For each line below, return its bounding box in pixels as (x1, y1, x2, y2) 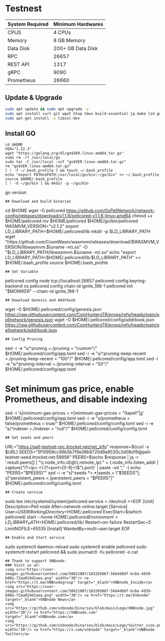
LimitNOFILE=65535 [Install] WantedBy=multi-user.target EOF (5, 526, 130, 532)
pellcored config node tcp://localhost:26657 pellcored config (5, 278, 129, 284)
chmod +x (132, 213, 153, 219)
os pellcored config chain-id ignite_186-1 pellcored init (24, 283, 133, 289)
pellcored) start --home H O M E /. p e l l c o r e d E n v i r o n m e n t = (5, 514, 118, 520)
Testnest (5, 3, 42, 14)
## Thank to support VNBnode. (5, 558, 67, 563)
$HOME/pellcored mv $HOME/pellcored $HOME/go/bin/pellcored (5, 218, 138, 224)
